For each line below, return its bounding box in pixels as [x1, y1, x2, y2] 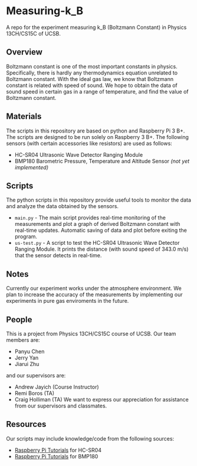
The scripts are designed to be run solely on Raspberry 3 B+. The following [6, 133, 189, 140]
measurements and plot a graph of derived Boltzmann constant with [14, 221, 180, 228]
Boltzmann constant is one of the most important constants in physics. [6, 63, 178, 70]
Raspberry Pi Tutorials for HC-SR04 [14, 446, 102, 454]
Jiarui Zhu [14, 361, 40, 367]
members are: [6, 336, 40, 344]
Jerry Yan [14, 354, 39, 361]
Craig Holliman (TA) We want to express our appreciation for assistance [14, 396, 189, 403]
